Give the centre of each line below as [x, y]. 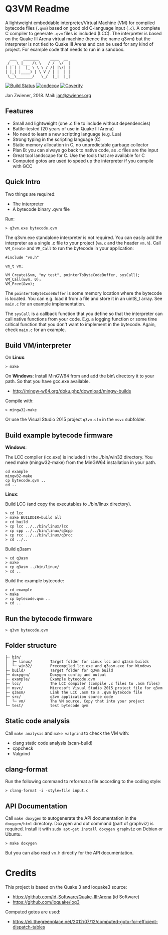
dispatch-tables [29, 927]
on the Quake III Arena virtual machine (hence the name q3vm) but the [78, 39]
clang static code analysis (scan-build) [52, 743]
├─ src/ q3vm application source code [59, 697]
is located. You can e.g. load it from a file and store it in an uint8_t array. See [84, 298]
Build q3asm [18, 549]
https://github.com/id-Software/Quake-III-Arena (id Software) [76, 897]
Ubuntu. [14, 834]
